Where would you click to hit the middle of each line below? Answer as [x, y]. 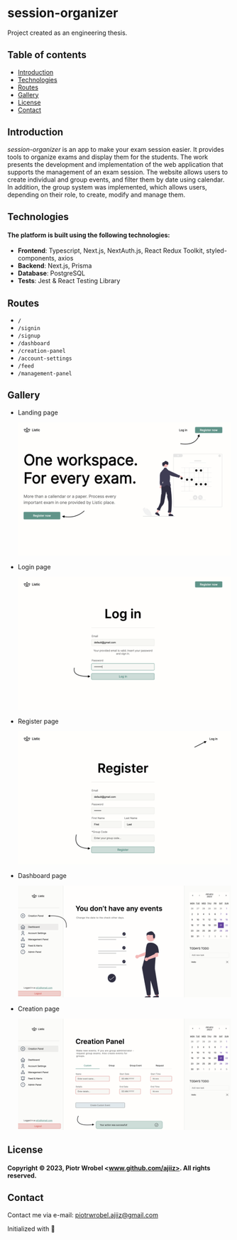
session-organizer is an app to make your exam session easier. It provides [116, 149]
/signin [29, 328]
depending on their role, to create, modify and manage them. [97, 194]
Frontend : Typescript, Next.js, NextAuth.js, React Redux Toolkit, [111, 251]
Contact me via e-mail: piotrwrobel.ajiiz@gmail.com [83, 1214]
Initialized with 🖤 [31, 1229]
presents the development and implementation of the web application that [115, 164]
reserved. [22, 1175]
